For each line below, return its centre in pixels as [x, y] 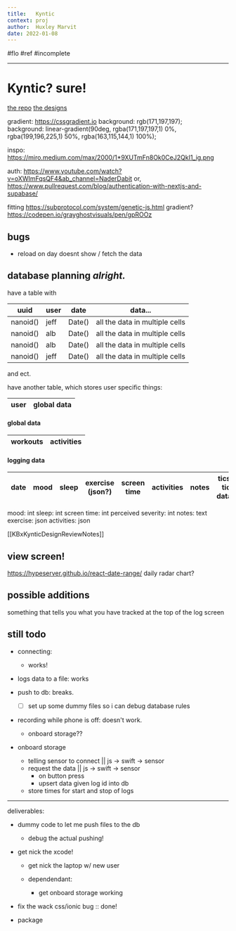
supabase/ [23, 193]
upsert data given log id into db [84, 783]
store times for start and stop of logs [81, 790]
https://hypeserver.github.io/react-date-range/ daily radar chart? [101, 573]
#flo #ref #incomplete [39, 53]
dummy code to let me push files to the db [79, 824]
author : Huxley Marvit [42, 27]
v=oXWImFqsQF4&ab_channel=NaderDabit [70, 179]
